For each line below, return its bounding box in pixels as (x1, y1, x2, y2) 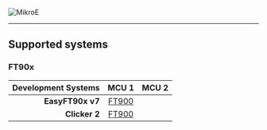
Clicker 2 (64, 108, 100, 119)
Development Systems (12, 82, 100, 93)
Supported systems (8, 38, 109, 52)
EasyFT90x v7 (44, 95, 100, 106)
